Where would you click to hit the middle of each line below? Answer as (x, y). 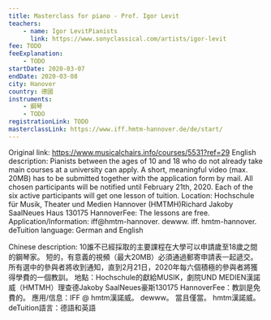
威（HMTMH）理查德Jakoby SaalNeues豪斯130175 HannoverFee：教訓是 (131, 287)
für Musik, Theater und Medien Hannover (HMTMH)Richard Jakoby (121, 204)
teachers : (25, 24)
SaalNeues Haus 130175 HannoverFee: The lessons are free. (109, 213)
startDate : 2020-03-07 (47, 69)
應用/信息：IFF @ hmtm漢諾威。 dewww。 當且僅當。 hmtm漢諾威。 (146, 297)
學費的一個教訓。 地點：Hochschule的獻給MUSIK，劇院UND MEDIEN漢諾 (138, 277)
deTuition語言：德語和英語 (52, 307)
